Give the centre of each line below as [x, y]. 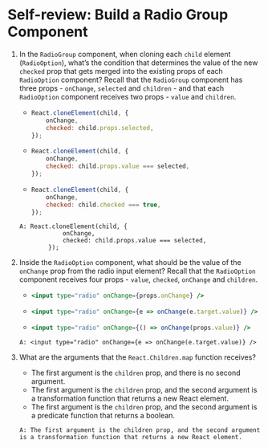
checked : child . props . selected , [100, 128]
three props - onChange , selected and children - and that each [122, 88]
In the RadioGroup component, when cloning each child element [125, 54]
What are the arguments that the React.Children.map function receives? [137, 357]
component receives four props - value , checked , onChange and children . [138, 279]
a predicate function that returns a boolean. [103, 416]
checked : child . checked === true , [104, 205]
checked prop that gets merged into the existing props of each [121, 71]
